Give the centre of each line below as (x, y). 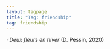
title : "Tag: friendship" (39, 17)
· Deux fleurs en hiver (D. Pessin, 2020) (55, 40)
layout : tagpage (27, 12)
